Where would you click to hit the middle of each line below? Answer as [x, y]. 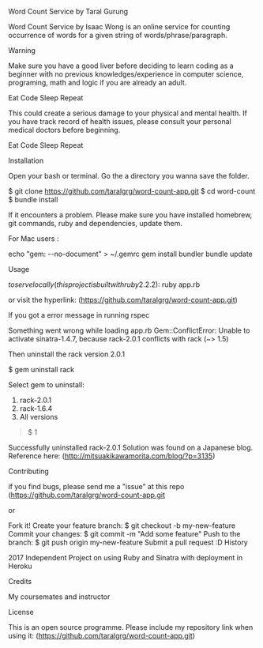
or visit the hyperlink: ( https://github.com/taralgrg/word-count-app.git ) [123, 300]
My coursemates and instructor [59, 597]
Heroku [20, 566]
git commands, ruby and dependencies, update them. [96, 223]
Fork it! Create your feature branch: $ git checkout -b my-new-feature [122, 526]
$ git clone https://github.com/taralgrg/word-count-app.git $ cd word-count [132, 191]
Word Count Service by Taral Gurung [68, 11]
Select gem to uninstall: [46, 385]
